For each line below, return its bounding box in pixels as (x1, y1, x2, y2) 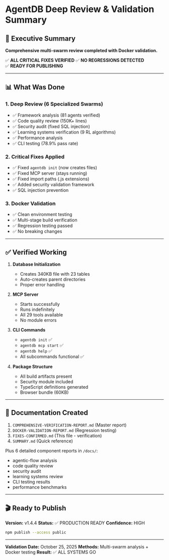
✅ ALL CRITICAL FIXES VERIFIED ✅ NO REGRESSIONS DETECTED (5, 57, 144, 63)
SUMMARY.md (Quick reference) (12, 438, 73, 444)
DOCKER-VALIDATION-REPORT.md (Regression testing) (12, 427, 117, 433)
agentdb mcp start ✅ (20, 343, 64, 349)
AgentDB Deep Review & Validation (5, 4, 154, 15)
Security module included (20, 379, 74, 385)
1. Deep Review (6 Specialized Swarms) (5, 100, 103, 107)
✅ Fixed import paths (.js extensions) (12, 176, 90, 182)
